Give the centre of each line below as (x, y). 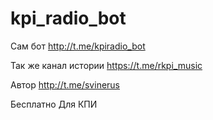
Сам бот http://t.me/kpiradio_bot (78, 46)
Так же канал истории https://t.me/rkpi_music (106, 65)
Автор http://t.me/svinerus (65, 84)
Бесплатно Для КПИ (54, 104)
